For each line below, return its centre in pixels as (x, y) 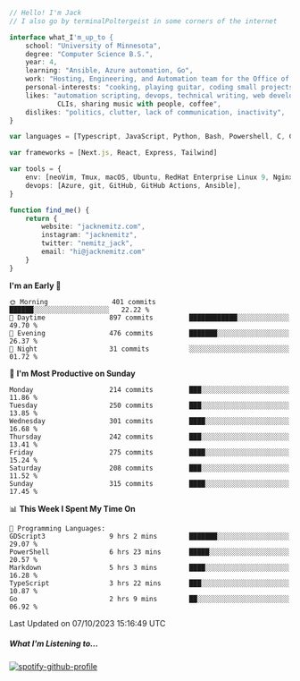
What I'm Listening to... (54, 643)
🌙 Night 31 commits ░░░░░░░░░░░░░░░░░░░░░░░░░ (150, 349)
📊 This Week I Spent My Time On (72, 508)
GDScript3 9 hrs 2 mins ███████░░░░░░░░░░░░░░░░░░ (150, 536)
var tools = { (36, 169)
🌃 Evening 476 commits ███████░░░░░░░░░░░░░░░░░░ (150, 333)
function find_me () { (50, 210)
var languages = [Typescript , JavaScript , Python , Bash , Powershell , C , (147, 137)
